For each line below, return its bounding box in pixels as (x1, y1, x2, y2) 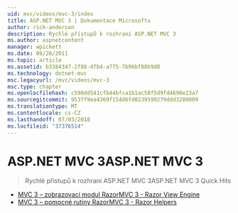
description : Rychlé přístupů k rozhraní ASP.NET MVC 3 (7, 30, 176, 38)
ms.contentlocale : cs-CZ (7, 109, 81, 116)
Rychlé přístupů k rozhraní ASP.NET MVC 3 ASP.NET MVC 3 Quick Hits (24, 177, 232, 185)
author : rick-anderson (7, 23, 75, 31)
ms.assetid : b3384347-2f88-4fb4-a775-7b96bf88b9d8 (7, 63, 161, 70)
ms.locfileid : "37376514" (7, 122, 84, 130)
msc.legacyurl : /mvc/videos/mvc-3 (7, 76, 110, 84)
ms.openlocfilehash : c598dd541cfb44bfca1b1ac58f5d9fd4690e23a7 (7, 89, 199, 97)
